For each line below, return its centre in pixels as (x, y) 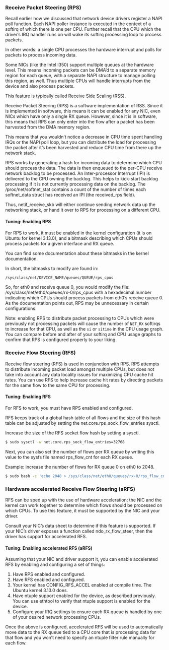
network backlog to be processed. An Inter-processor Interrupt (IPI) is (77, 173)
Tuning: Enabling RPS (28, 221)
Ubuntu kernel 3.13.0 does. (40, 591)
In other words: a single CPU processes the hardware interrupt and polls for (83, 50)
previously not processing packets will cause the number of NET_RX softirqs (83, 323)
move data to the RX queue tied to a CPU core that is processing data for (81, 632)
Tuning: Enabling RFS (28, 397)
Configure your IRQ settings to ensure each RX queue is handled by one (87, 612)
